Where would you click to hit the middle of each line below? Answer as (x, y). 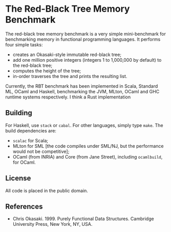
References (24, 206)
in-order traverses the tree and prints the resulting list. (70, 76)
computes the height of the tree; (47, 71)
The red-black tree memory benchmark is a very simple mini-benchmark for (86, 34)
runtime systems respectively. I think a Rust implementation (68, 97)
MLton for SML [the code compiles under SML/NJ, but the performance (88, 146)
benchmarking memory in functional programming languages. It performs (83, 39)
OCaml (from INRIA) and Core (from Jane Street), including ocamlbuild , (88, 157)
